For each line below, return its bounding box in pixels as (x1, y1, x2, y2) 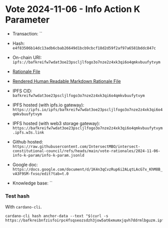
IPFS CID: (12, 87, 32, 93)
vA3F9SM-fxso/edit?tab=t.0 (12, 171, 69, 176)
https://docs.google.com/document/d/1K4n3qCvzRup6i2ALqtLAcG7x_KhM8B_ (12, 166, 163, 172)
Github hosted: (12, 138, 43, 144)
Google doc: (12, 161, 38, 167)
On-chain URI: (12, 54, 42, 60)
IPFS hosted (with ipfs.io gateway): (12, 101, 84, 108)
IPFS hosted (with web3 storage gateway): (12, 120, 100, 126)
